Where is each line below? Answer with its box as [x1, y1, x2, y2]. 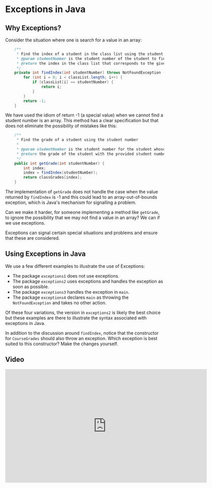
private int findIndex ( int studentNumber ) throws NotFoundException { [14, 70, 166, 75]
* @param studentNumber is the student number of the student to [16, 56, 157, 61]
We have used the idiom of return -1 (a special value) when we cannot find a [5, 112, 164, 118]
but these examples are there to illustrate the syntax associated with [5, 314, 147, 321]
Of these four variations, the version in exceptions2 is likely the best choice [5, 309, 161, 315]
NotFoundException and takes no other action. [12, 299, 107, 306]
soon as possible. [12, 284, 49, 290]
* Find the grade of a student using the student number [16, 137, 138, 142]
